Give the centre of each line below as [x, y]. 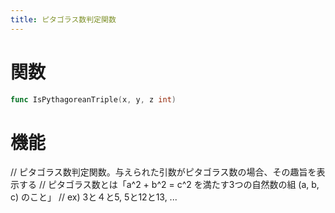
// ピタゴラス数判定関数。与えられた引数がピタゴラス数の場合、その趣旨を [163, 172]
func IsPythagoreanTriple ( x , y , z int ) [93, 99]
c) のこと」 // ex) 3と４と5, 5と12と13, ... [94, 197]
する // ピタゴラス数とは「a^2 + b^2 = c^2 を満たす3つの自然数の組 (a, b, [169, 185]
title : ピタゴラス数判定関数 [63, 19]
